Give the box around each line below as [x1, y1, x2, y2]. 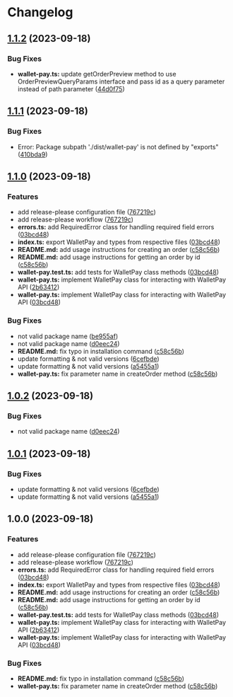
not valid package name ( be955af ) [17, 332, 119, 340]
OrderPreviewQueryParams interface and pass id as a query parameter [17, 77, 225, 86]
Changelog [7, 4, 73, 21]
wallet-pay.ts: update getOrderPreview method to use [17, 69, 177, 78]
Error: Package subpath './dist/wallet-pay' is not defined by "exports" [17, 142, 219, 151]
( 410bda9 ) [17, 150, 48, 159]
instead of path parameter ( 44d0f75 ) [17, 84, 125, 93]
